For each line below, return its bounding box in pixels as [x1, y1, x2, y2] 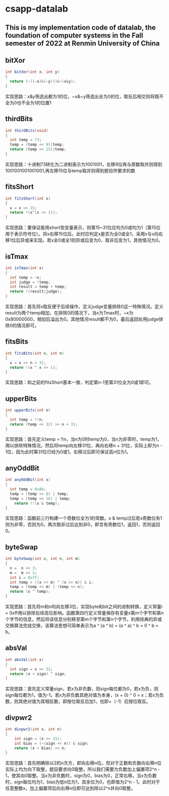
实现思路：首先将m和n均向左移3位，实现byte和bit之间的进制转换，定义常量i [5, 603, 163, 610]
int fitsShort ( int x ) [5, 196, 51, 201]
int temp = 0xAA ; [10, 487, 46, 492]
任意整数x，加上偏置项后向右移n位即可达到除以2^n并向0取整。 [5, 785, 136, 791]
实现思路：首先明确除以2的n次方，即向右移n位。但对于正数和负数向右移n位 [5, 760, 162, 766]
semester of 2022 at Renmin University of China [5, 39, 160, 48]
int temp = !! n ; [10, 417, 44, 422]
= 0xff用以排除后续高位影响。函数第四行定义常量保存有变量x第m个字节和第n [5, 610, 164, 616]
